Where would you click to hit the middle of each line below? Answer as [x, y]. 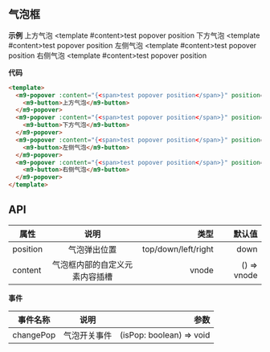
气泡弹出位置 [92, 249]
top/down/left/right [178, 249]
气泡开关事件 [88, 335]
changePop [34, 334]
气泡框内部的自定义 [88, 264]
